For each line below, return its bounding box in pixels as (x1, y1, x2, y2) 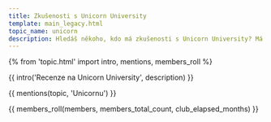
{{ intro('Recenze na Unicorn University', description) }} (8, 72, 194, 82)
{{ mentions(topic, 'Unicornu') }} (8, 89, 117, 98)
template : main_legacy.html (8, 20, 104, 28)
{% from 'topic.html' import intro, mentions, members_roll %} (8, 57, 213, 67)
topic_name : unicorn (8, 27, 79, 35)
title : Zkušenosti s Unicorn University (8, 11, 148, 20)
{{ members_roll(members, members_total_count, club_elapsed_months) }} (8, 104, 260, 114)
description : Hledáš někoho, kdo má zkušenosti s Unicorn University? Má (8, 34, 264, 43)
